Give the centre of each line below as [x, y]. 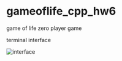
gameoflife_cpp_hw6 [61, 11]
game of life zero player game [44, 28]
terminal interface [29, 40]
